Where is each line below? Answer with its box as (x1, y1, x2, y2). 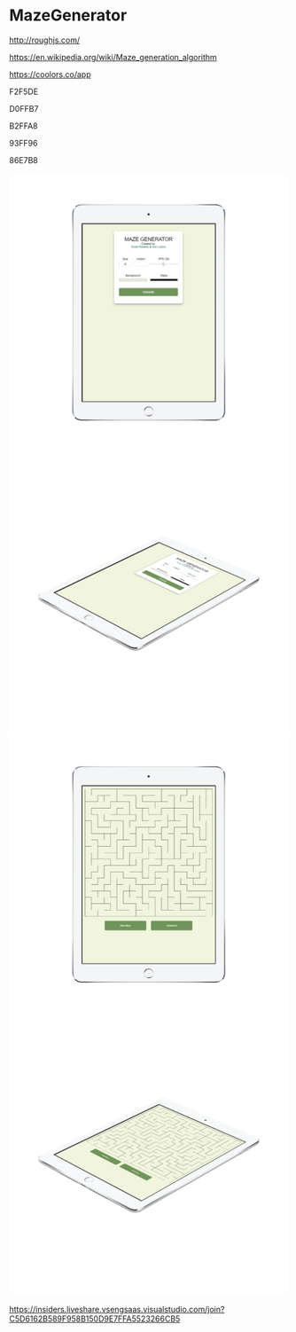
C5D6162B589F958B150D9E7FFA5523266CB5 (9, 1313, 181, 1324)
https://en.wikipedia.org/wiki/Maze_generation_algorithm (9, 51, 217, 62)
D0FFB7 (9, 103, 39, 114)
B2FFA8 (9, 121, 38, 131)
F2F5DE (9, 86, 38, 97)
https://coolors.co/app (9, 68, 91, 80)
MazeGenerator (9, 5, 128, 26)
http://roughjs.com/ (9, 35, 81, 45)
